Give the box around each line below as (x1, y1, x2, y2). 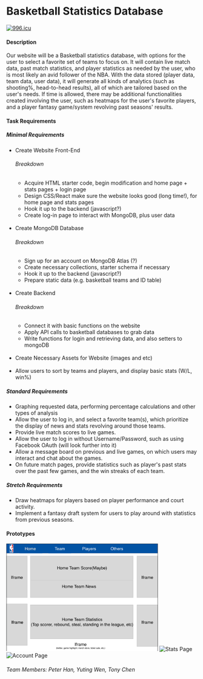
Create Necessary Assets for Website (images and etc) (15, 354, 153, 362)
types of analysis (15, 409, 58, 417)
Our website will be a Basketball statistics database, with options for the (6, 52, 186, 59)
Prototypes (6, 530, 35, 537)
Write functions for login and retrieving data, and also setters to (24, 335, 183, 343)
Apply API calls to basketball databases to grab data (24, 329, 155, 336)
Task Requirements (6, 117, 56, 125)
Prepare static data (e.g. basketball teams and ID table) (24, 276, 162, 284)
